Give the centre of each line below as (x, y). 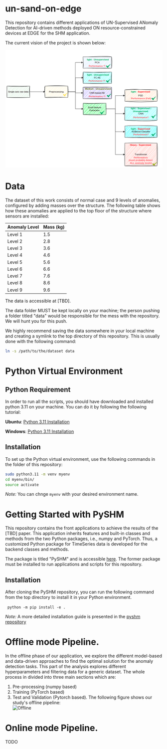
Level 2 (15, 241)
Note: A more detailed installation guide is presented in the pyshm (73, 617)
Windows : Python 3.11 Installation (40, 431)
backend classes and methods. (37, 550)
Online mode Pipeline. (52, 728)
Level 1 (15, 234)
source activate (22, 485)
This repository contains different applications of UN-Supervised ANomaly (82, 22)
